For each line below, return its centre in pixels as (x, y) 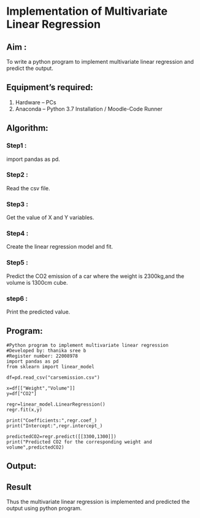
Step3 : (17, 204)
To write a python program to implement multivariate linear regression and (100, 62)
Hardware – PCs (36, 102)
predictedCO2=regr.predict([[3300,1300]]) (61, 436)
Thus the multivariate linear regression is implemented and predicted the (98, 502)
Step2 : (17, 175)
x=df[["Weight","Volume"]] (41, 388)
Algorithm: (27, 128)
